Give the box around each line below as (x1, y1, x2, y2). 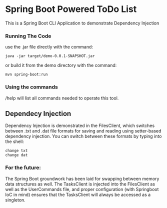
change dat (5, 152, 28, 158)
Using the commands (5, 83, 58, 90)
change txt (5, 148, 28, 153)
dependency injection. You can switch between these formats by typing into (5, 133, 162, 139)
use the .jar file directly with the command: (5, 44, 93, 50)
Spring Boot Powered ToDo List (5, 3, 137, 15)
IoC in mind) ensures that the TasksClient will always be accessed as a (5, 191, 151, 197)
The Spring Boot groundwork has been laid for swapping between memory (5, 175, 159, 181)
